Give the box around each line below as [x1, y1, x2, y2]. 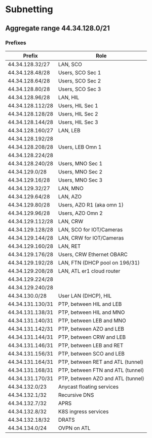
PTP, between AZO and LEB [58, 325, 125, 332]
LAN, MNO [58, 185, 84, 192]
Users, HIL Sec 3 [58, 119, 98, 126]
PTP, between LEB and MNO [58, 317, 127, 324]
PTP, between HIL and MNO [58, 309, 125, 316]
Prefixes [5, 39, 26, 46]
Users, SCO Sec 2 [58, 77, 101, 84]
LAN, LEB [58, 127, 81, 134]
